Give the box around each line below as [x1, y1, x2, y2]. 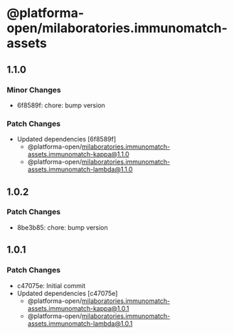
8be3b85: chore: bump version [16, 223, 108, 232]
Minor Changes [6, 85, 61, 95]
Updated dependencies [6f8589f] [16, 135, 117, 144]
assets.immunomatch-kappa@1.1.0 [27, 150, 129, 159]
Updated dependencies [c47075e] [16, 289, 118, 297]
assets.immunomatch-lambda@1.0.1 [27, 319, 133, 328]
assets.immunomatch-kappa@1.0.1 [27, 304, 129, 312]
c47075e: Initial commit [16, 281, 86, 289]
